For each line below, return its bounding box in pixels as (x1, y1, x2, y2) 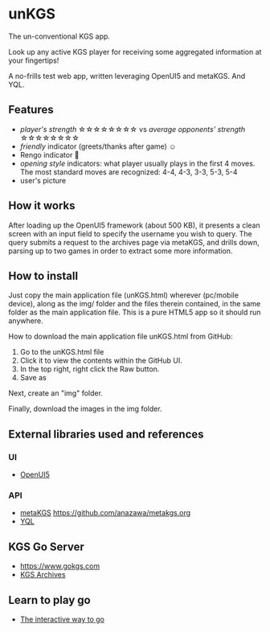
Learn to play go (8, 593, 91, 607)
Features (8, 103, 54, 117)
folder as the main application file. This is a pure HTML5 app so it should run (8, 307, 261, 318)
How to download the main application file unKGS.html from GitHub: (8, 331, 233, 342)
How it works (8, 199, 76, 213)
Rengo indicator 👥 (19, 150, 80, 159)
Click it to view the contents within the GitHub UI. (19, 355, 183, 366)
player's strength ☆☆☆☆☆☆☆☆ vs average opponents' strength (19, 124, 246, 133)
